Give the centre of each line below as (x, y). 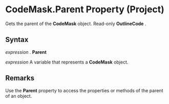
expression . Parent (26, 52)
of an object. (19, 96)
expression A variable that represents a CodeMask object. (67, 62)
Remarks (20, 78)
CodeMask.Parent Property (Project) (85, 9)
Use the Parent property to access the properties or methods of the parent (84, 90)
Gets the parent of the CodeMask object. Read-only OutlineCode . (76, 24)
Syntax (17, 40)
